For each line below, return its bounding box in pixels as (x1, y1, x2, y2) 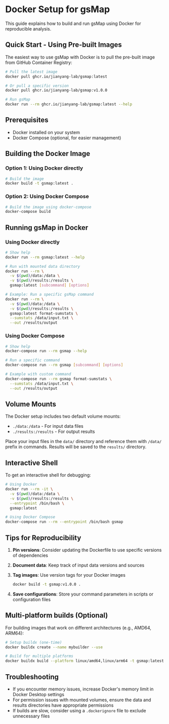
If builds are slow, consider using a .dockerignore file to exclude (12, 707, 146, 713)
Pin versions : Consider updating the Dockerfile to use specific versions (12, 547, 162, 553)
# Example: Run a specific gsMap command (5, 292, 94, 297)
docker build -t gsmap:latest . (5, 181, 73, 186)
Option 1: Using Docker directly (5, 165, 83, 172)
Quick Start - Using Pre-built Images (5, 41, 122, 49)
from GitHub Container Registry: (5, 59, 72, 66)
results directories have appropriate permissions (12, 702, 114, 708)
